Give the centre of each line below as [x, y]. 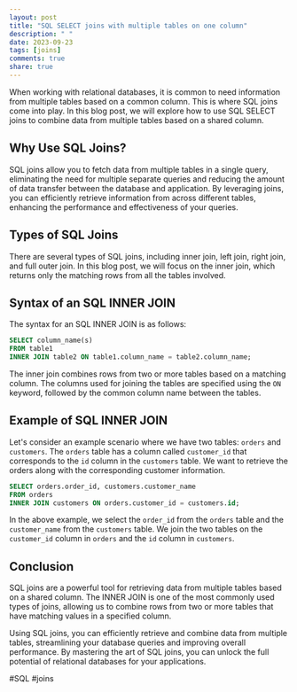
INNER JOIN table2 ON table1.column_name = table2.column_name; [130, 357]
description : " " [41, 34]
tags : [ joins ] [35, 51]
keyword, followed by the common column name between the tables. [135, 393]
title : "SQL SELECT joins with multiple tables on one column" [129, 26]
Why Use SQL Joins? [68, 148]
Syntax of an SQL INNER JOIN [92, 303]
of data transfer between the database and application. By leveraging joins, [146, 188]
